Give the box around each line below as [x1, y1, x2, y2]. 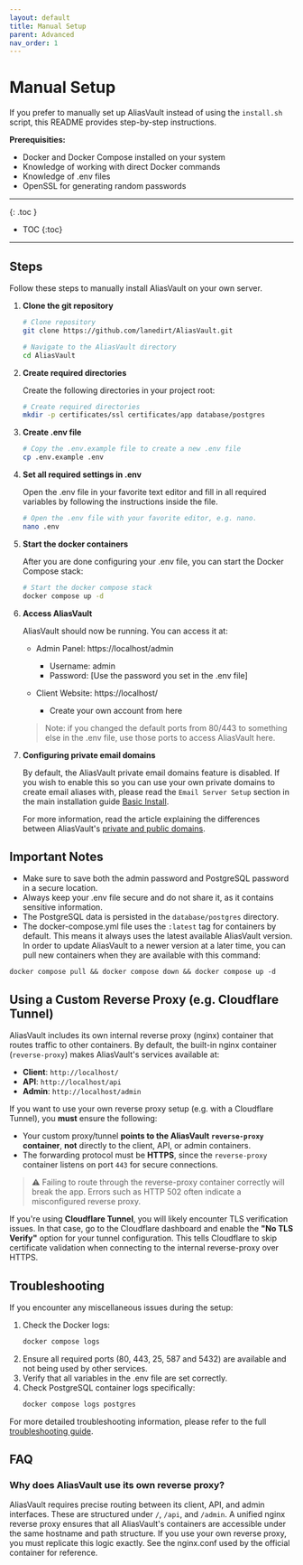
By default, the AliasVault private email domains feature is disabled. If [22, 767, 280, 778]
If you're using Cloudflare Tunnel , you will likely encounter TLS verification [9, 1214, 289, 1224]
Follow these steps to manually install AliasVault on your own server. [9, 283, 263, 294]
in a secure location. [22, 883, 98, 894]
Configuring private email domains [22, 749, 156, 760]
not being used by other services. [22, 1363, 148, 1373]
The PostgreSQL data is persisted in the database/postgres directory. [22, 912, 280, 923]
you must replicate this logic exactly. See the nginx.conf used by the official [9, 1538, 290, 1549]
